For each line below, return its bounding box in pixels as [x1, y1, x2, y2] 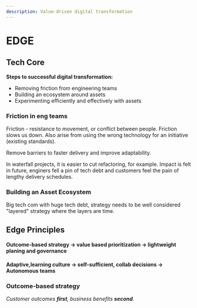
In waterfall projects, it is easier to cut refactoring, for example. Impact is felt [6, 160, 191, 168]
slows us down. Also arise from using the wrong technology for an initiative [6, 131, 188, 139]
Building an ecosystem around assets [14, 91, 106, 98]
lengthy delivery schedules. [6, 173, 74, 180]
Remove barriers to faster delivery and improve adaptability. [6, 149, 152, 156]
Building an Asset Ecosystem [6, 188, 91, 196]
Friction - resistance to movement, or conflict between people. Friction [6, 125, 178, 132]
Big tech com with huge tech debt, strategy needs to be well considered [6, 201, 181, 208]
